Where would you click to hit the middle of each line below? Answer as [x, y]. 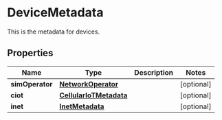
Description [154, 72]
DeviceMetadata [55, 13]
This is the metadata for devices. [54, 32]
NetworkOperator [89, 84]
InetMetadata [82, 106]
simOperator [32, 84]
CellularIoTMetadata [93, 95]
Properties [30, 53]
